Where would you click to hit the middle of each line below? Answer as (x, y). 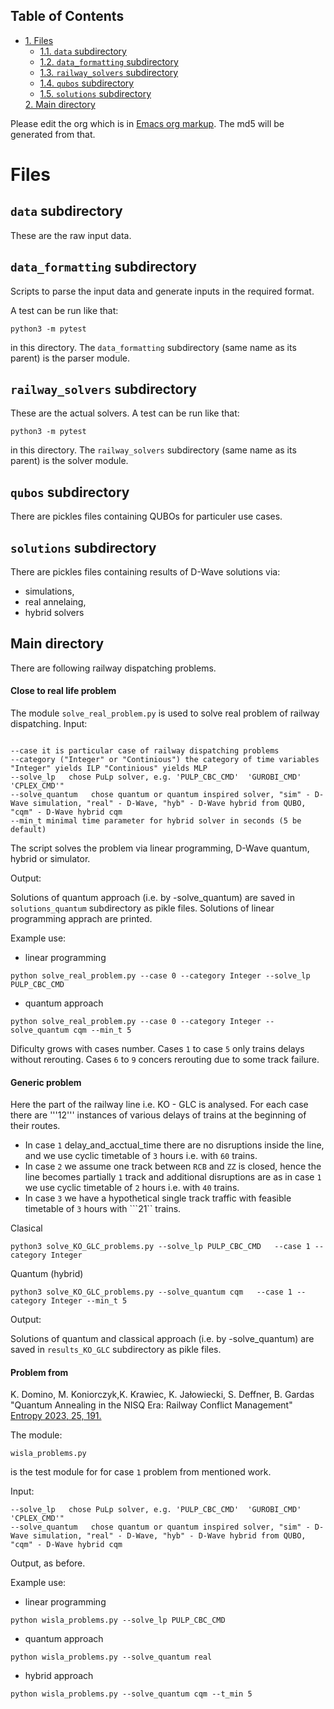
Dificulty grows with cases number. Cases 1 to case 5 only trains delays (157, 1049)
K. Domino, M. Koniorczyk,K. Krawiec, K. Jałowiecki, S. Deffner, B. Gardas (162, 1395)
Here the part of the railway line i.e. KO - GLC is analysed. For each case (159, 1105)
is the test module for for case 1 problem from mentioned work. (141, 1472)
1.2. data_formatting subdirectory (109, 61)
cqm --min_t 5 (102, 1030)
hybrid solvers (54, 613)
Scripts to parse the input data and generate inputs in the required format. (162, 291)
